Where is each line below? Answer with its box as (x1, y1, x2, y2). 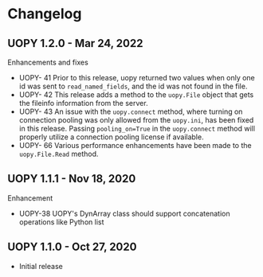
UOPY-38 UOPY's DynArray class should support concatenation (18, 209, 230, 218)
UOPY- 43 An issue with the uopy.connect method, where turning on (18, 107, 243, 116)
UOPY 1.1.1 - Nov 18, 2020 (7, 172, 136, 185)
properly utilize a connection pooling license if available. (18, 132, 204, 142)
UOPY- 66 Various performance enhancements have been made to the (18, 141, 252, 150)
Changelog (7, 5, 82, 23)
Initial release (18, 261, 63, 271)
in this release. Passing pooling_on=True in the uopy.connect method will (18, 124, 256, 133)
